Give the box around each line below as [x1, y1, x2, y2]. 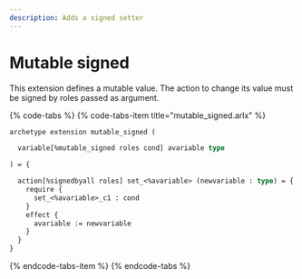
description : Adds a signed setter [9, 13, 144, 23]
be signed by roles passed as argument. [9, 92, 160, 103]
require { [25, 185, 63, 194]
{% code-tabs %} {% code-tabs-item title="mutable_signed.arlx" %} [9, 110, 267, 121]
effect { [25, 210, 59, 219]
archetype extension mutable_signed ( [9, 127, 156, 136]
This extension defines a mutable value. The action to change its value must [9, 83, 294, 94]
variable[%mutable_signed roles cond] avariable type [17, 144, 225, 153]
